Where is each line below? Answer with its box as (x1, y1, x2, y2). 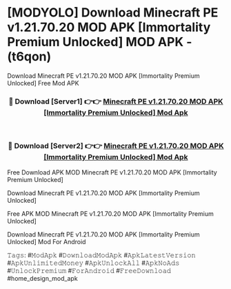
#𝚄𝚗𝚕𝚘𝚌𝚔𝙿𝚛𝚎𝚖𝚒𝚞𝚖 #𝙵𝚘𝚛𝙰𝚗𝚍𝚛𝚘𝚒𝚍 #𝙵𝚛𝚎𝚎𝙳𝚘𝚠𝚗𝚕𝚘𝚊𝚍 (7, 266, 171, 275)
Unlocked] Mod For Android (7, 237, 86, 246)
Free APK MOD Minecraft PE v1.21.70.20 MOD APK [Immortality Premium (7, 209, 214, 218)
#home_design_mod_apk (7, 274, 78, 282)
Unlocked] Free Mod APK (7, 79, 79, 87)
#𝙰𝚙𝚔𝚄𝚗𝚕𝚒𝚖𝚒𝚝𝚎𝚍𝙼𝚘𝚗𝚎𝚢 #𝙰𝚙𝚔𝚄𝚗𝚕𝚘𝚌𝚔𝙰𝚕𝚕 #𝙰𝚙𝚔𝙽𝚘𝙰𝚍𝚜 (7, 259, 180, 267)
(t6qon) (7, 49, 52, 65)
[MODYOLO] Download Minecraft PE (7, 5, 219, 21)
